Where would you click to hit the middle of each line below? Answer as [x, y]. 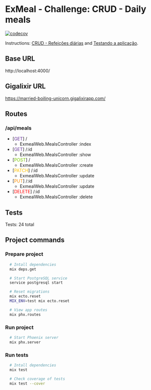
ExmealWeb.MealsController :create [56, 165]
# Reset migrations [30, 292]
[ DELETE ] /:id [26, 192]
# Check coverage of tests [37, 379]
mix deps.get [23, 269]
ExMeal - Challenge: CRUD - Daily [76, 9]
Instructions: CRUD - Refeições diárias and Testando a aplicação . [72, 43]
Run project [19, 327]
